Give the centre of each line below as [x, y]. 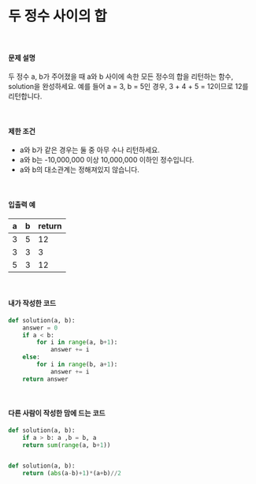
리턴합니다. [25, 96]
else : [32, 357]
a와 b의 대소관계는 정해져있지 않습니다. [80, 169]
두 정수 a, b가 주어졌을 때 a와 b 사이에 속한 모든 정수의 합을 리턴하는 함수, [121, 76]
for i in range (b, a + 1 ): [77, 364]
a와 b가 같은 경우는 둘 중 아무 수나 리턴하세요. [89, 150]
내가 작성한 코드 [32, 303]
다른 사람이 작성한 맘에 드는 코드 [57, 413]
